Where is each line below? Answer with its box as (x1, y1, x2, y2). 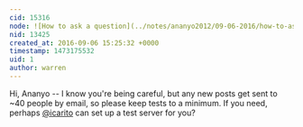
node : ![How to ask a (9, 22, 91, 31)
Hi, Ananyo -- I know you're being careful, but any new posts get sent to (9, 87, 278, 99)
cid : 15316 (9, 13, 50, 23)
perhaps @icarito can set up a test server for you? (9, 107, 196, 118)
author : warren (9, 64, 67, 73)
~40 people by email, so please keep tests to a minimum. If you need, (9, 97, 268, 108)
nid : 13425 (9, 30, 50, 39)
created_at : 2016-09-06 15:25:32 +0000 (9, 38, 160, 48)
